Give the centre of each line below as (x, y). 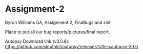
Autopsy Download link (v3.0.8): (37, 41)
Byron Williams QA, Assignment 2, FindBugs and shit (58, 22)
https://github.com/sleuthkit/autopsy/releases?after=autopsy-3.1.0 (71, 46)
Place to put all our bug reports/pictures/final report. (58, 32)
